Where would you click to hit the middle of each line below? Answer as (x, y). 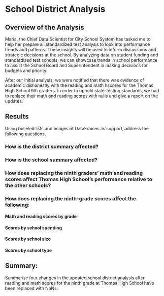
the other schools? (28, 185)
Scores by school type (29, 250)
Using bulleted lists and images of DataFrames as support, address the (77, 128)
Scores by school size (28, 239)
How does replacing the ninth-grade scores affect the (71, 198)
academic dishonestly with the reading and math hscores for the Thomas (79, 85)
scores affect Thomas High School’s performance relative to (79, 179)
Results (17, 117)
